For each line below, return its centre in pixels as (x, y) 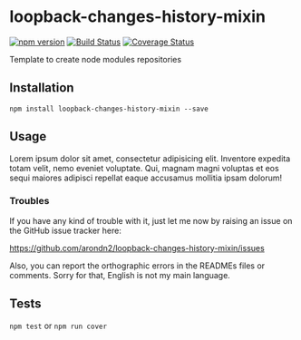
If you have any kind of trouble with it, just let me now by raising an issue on (151, 220)
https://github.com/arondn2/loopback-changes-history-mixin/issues (137, 248)
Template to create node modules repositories (96, 59)
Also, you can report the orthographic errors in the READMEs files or (137, 266)
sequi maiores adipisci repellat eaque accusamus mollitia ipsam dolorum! (146, 178)
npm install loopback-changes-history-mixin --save (109, 109)
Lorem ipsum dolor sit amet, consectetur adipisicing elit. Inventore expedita (150, 158)
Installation (42, 88)
